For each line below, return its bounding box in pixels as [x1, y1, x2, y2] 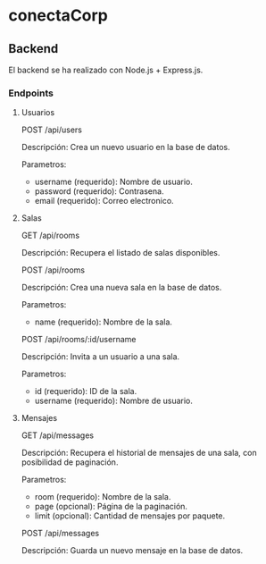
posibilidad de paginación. [21, 457, 119, 467]
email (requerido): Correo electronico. [34, 196, 175, 206]
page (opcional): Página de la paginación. [34, 501, 188, 512]
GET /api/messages [21, 430, 95, 441]
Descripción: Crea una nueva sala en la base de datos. [21, 282, 222, 293]
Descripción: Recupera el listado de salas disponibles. [21, 248, 220, 258]
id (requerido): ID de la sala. [34, 386, 137, 397]
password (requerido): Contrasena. [34, 186, 164, 197]
